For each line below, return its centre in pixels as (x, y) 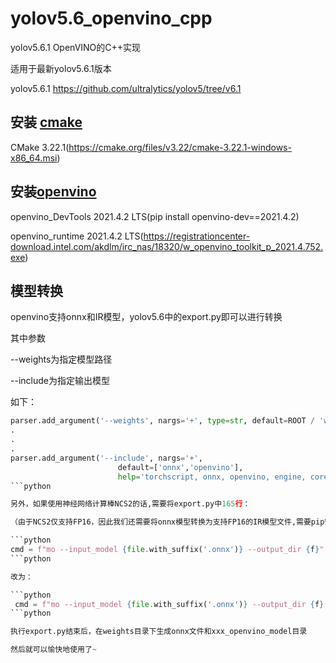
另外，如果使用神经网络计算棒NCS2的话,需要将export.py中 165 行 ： (130, 504)
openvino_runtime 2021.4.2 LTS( (77, 236)
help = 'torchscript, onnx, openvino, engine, (212, 477)
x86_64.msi (34, 158)
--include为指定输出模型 (60, 381)
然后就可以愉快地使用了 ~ (53, 650)
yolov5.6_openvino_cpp (111, 18)
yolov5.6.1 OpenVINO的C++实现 (76, 47)
